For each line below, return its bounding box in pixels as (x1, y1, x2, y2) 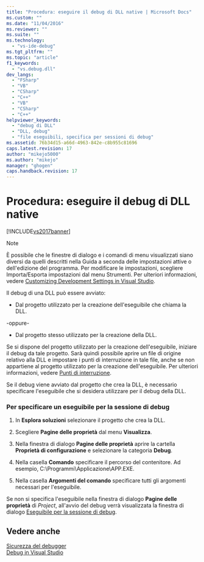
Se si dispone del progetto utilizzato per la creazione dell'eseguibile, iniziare (6, 343, 197, 350)
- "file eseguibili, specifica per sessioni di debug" (12, 134, 154, 141)
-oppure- (6, 319, 29, 327)
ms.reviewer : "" (6, 26, 47, 32)
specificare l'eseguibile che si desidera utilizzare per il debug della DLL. (6, 388, 186, 395)
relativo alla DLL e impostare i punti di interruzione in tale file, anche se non (6, 356, 195, 364)
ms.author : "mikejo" (6, 157, 59, 163)
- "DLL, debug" (12, 128, 51, 135)
